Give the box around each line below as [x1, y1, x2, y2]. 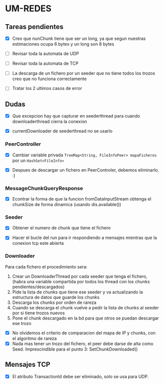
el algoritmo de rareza [12, 335, 57, 341]
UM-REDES [5, 3, 52, 14]
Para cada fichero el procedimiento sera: [5, 264, 87, 269]
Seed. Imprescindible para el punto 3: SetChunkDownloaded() [12, 346, 138, 352]
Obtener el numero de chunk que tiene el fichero [12, 225, 111, 231]
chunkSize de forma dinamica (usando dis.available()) [12, 202, 121, 207]
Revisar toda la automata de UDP [12, 51, 80, 57]
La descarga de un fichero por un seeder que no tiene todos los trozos [12, 70, 156, 76]
